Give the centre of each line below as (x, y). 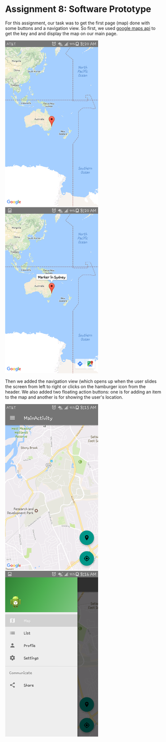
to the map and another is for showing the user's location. (64, 397)
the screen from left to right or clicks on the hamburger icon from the (76, 386)
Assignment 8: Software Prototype (78, 9)
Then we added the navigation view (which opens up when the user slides (81, 381)
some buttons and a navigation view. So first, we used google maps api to (81, 28)
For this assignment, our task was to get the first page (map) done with (78, 23)
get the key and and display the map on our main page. (61, 33)
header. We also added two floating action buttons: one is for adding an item (83, 392)
